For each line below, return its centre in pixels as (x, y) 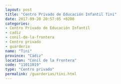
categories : (17, 23)
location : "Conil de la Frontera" (41, 60)
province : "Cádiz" (24, 56)
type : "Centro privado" (30, 70)
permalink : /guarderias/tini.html (41, 74)
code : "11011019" (23, 65)
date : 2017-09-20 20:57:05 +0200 (40, 19)
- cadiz (13, 33)
